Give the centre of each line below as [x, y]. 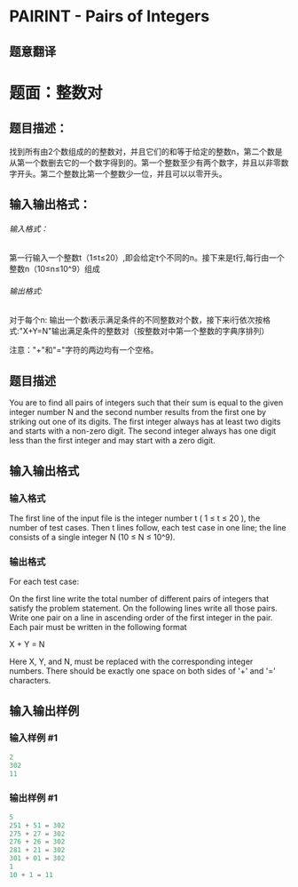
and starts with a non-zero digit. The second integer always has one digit [143, 431]
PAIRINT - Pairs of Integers [110, 16]
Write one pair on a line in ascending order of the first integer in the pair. [141, 618]
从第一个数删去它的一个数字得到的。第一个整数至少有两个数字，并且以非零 [145, 163]
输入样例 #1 [33, 738]
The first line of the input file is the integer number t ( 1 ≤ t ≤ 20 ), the [135, 518]
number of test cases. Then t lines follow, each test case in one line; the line [148, 527]
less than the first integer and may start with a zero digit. [112, 441]
